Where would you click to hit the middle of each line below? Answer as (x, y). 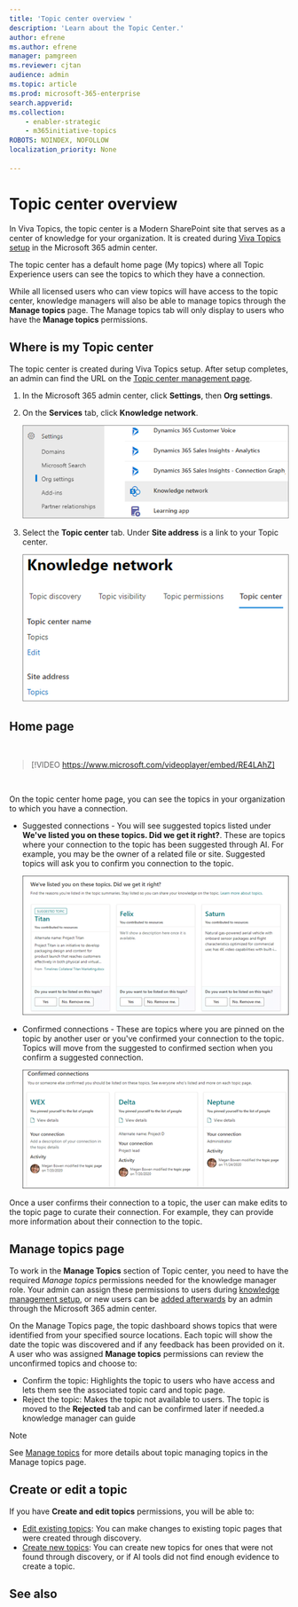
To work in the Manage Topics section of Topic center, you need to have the (149, 1270)
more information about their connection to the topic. (106, 1222)
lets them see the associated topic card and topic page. (124, 1390)
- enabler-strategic (63, 122)
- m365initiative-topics (71, 131)
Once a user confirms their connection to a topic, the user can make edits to (149, 1203)
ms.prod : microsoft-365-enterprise (75, 93)
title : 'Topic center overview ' (71, 19)
